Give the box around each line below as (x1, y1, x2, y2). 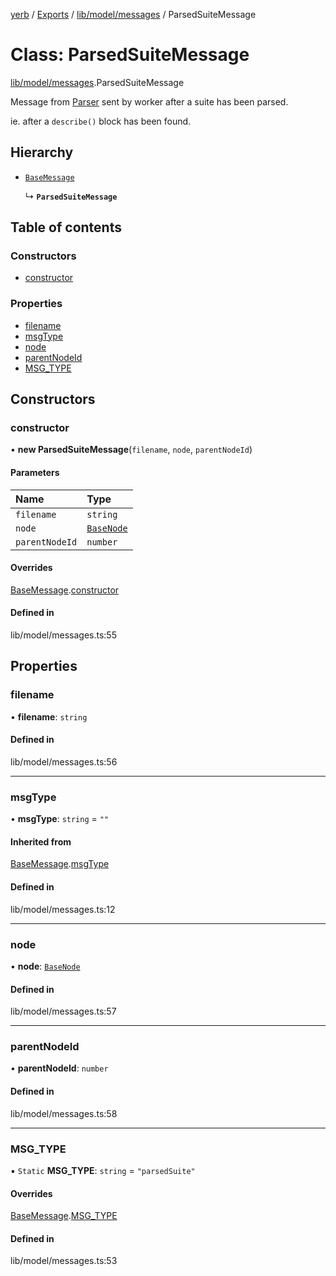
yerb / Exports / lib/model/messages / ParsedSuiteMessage (10, 9, 257, 20)
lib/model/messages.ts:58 (10, 1107, 118, 1119)
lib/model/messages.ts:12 (10, 903, 116, 915)
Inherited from (10, 835, 72, 848)
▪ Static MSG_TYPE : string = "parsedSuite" (10, 1164, 196, 1176)
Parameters (10, 467, 60, 479)
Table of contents (10, 219, 122, 236)
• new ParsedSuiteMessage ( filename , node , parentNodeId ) (10, 444, 253, 456)
